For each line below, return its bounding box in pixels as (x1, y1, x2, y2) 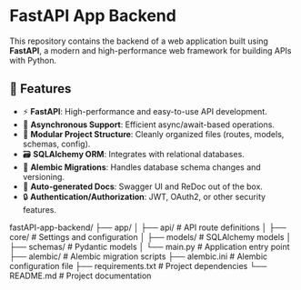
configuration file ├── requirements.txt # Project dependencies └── (9, 260, 267, 271)
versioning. (22, 171, 65, 182)
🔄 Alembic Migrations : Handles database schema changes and (22, 161, 261, 173)
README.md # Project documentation (9, 270, 152, 281)
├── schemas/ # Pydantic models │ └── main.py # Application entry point (9, 241, 290, 252)
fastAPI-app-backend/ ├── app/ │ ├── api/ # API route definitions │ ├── (9, 222, 286, 233)
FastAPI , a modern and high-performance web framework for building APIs (9, 45, 292, 55)
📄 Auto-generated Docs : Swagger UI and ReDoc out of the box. (22, 181, 264, 192)
